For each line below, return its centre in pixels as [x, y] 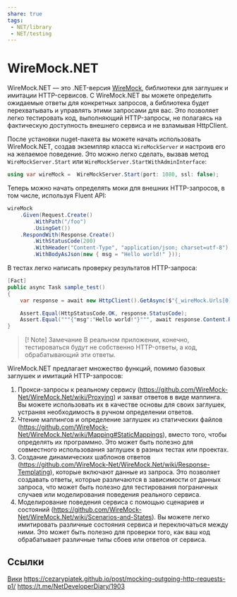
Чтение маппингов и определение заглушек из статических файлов [120, 420]
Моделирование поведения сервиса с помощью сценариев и [111, 502]
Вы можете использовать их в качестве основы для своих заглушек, [122, 405]
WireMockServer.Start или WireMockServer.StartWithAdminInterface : [107, 162]
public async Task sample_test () [56, 287]
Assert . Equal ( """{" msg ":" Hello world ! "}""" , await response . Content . [124, 320]
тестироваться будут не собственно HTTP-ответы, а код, [111, 347]
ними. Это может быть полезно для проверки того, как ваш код [114, 532]
